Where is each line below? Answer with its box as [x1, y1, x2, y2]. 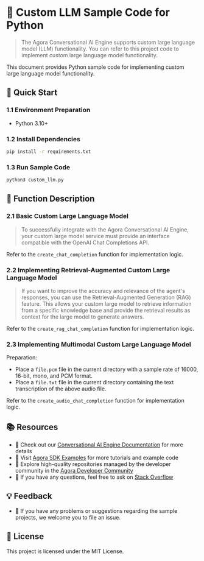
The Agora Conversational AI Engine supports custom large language [21, 38, 195, 46]
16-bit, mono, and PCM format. [15, 372, 93, 379]
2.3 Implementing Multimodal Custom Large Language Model [6, 340, 191, 348]
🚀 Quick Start [6, 88, 58, 98]
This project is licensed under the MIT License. [6, 548, 124, 555]
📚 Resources [6, 422, 58, 432]
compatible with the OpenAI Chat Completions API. [21, 239, 149, 246]
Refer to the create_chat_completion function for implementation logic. [6, 250, 184, 258]
